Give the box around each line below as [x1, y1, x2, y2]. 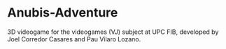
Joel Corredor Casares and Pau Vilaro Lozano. [7, 35, 141, 43]
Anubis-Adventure [7, 5, 118, 21]
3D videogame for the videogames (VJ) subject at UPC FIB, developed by [7, 28, 219, 36]
